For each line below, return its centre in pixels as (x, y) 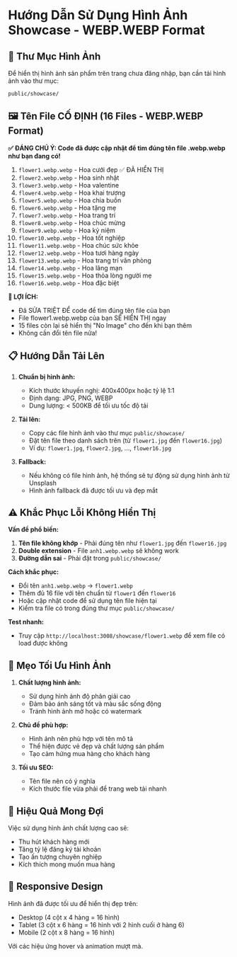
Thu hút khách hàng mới (54, 842)
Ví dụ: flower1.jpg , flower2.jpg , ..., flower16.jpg (100, 448)
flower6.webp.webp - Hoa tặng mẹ (67, 207)
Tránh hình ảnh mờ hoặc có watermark (85, 711)
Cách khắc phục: (34, 572)
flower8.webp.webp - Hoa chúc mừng (72, 222)
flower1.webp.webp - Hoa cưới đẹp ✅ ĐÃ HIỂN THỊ (91, 169)
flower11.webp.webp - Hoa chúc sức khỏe (78, 245)
